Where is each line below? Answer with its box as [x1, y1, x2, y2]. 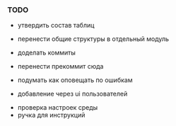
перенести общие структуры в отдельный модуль [17, 35, 170, 43]
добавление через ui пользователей [17, 90, 128, 98]
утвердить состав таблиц [17, 21, 95, 30]
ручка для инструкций [17, 111, 86, 120]
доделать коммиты [17, 48, 76, 57]
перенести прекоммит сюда [17, 62, 104, 71]
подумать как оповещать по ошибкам [17, 76, 133, 84]
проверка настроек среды [17, 103, 98, 112]
